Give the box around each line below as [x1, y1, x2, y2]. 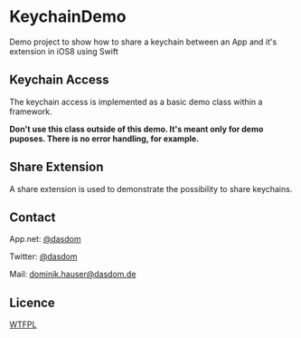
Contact [9, 209, 56, 225]
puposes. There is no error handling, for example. [9, 133, 200, 144]
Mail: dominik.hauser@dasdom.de [9, 269, 136, 280]
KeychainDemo [9, 6, 127, 27]
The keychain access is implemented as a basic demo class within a [9, 96, 263, 107]
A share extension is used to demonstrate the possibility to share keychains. [9, 183, 293, 194]
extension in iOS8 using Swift [9, 45, 119, 56]
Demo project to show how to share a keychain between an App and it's [9, 36, 277, 47]
